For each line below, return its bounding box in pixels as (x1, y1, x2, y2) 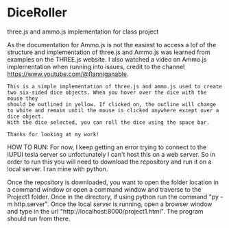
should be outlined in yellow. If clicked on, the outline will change (7, 101, 216, 107)
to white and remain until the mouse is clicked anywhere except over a (7, 107, 219, 114)
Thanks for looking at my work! (7, 131, 99, 138)
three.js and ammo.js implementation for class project (7, 27, 159, 36)
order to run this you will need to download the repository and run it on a (7, 157, 212, 166)
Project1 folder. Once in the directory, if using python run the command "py (7, 192, 219, 201)
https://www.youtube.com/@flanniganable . (7, 70, 129, 78)
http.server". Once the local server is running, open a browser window (14, 200, 213, 208)
